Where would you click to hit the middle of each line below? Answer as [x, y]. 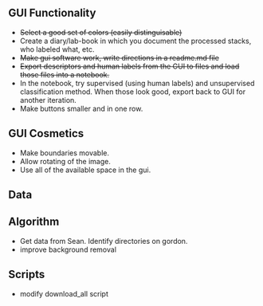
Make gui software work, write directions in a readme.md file [119, 57]
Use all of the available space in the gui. [85, 170]
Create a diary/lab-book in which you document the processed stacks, [135, 41]
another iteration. [48, 100]
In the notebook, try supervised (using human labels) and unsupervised [137, 83]
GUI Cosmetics [46, 133]
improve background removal [68, 249]
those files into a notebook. [65, 74]
